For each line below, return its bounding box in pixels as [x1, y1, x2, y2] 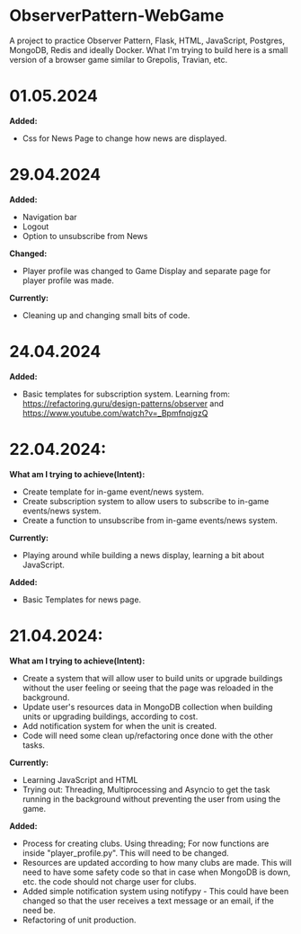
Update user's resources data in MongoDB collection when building [22, 701, 273, 712]
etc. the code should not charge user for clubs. [22, 876, 197, 886]
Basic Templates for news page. [22, 594, 142, 605]
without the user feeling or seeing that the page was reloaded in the [22, 682, 274, 693]
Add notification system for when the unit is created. [22, 720, 217, 731]
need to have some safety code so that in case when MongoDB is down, [22, 867, 291, 877]
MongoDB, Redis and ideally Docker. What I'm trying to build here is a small [9, 44, 288, 55]
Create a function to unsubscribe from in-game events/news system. [22, 514, 279, 526]
